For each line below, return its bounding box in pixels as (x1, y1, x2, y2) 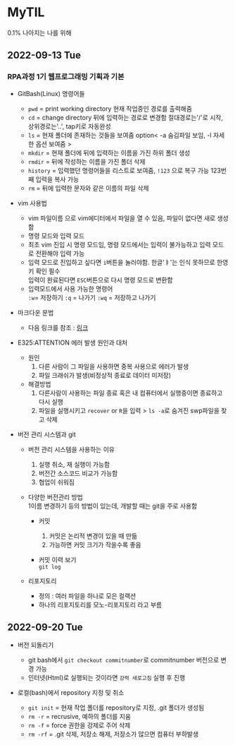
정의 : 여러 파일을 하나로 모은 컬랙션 (38, 591, 136, 600)
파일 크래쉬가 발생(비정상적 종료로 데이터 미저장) (38, 371, 171, 379)
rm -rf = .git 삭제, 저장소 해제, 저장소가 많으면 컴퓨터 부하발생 (27, 730, 199, 739)
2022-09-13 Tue (7, 49, 81, 61)
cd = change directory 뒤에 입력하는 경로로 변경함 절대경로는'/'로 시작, (27, 113, 224, 121)
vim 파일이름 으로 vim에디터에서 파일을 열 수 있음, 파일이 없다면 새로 (27, 213, 216, 222)
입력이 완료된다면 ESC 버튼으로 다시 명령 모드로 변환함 (27, 275, 174, 284)
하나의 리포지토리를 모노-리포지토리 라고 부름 (38, 600, 163, 609)
